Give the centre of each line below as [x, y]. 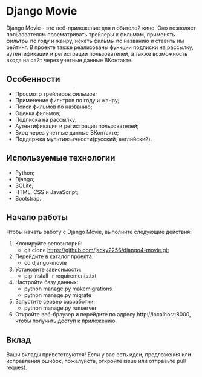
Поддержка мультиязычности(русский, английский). [83, 139]
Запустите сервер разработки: [55, 302]
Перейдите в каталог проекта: [54, 256]
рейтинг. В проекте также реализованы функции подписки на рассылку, [100, 47]
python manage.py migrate [58, 295]
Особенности [33, 79]
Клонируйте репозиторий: [49, 244]
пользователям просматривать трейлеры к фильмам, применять [91, 34]
